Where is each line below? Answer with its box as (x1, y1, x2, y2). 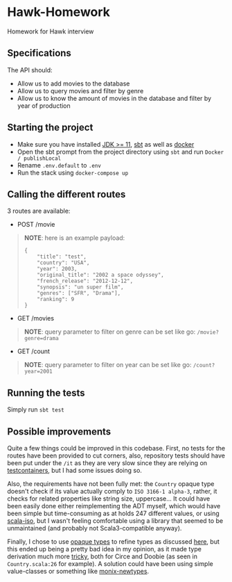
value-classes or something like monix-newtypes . (7, 567, 150, 575)
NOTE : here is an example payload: (24, 234, 125, 242)
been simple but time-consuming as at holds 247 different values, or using (7, 509, 220, 517)
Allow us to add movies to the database (17, 79, 130, 88)
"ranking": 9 (37, 296, 75, 303)
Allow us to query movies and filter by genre (17, 86, 144, 95)
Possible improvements (7, 426, 111, 437)
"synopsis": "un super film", (37, 284, 124, 291)
